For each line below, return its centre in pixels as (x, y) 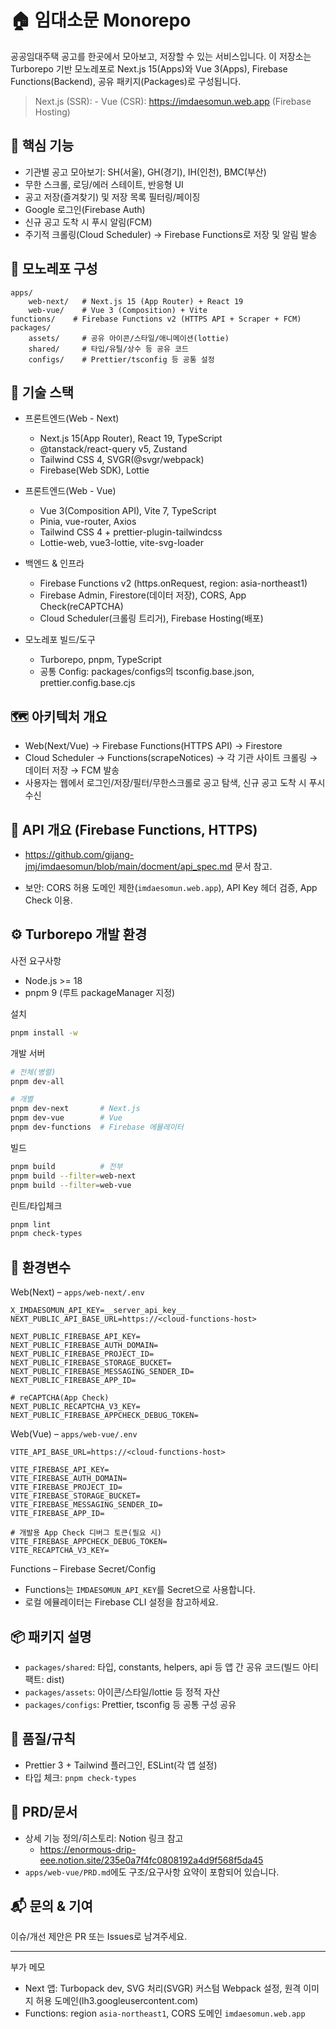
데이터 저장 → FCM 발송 (72, 770)
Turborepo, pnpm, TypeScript (100, 660)
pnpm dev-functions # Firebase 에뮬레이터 (97, 1127)
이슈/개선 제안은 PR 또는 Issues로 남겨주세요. (99, 1937)
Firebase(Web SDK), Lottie (94, 470)
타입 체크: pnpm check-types (80, 1777)
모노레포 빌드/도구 (60, 640)
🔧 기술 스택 (42, 392)
